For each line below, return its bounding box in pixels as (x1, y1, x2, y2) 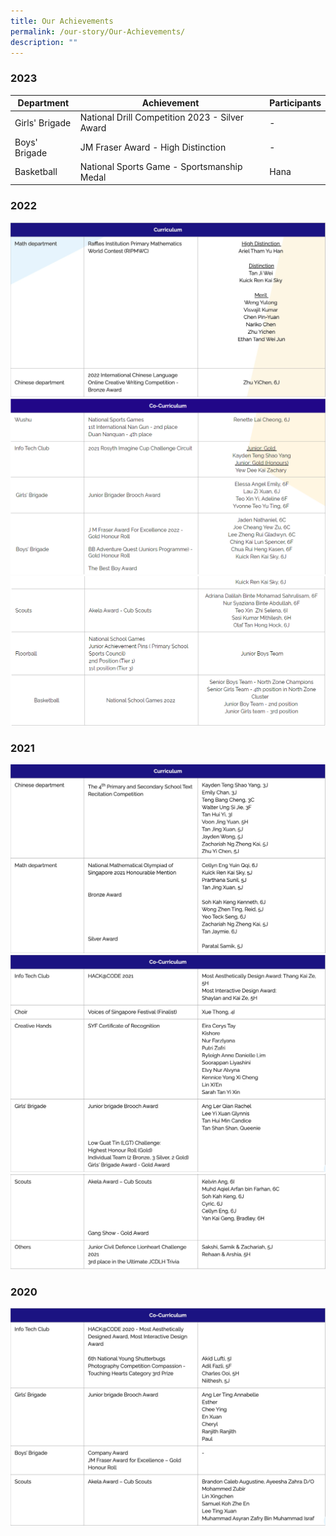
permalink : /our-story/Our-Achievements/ (10, 26, 186, 37)
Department (17, 97, 70, 109)
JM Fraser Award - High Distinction (79, 141, 227, 154)
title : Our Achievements (10, 16, 114, 26)
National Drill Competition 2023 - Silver (79, 111, 245, 124)
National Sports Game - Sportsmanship (79, 160, 243, 172)
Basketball (14, 166, 58, 178)
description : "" (10, 37, 78, 47)
